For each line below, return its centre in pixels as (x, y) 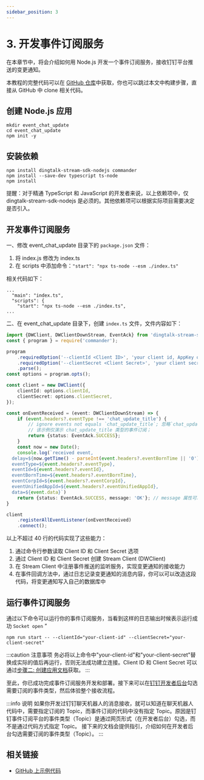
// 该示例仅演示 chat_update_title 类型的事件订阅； (90, 430)
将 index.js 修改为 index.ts (47, 258)
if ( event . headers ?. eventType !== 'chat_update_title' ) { (92, 419)
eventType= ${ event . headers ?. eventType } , (63, 464)
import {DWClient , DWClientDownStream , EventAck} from (77, 335)
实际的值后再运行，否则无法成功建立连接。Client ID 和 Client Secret (101, 662)
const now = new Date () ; (49, 447)
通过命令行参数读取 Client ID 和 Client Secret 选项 (77, 551)
